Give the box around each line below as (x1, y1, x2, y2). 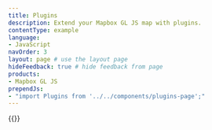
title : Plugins (8, 11, 58, 20)
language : (8, 33, 41, 42)
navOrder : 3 (8, 48, 47, 56)
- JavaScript (8, 41, 51, 49)
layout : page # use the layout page (8, 56, 128, 64)
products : (8, 70, 41, 78)
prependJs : (8, 84, 44, 93)
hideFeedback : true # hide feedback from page (8, 63, 163, 71)
